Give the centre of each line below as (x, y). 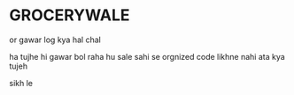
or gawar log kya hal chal (55, 40)
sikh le (21, 83)
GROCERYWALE (70, 15)
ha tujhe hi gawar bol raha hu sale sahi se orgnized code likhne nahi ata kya (147, 56)
